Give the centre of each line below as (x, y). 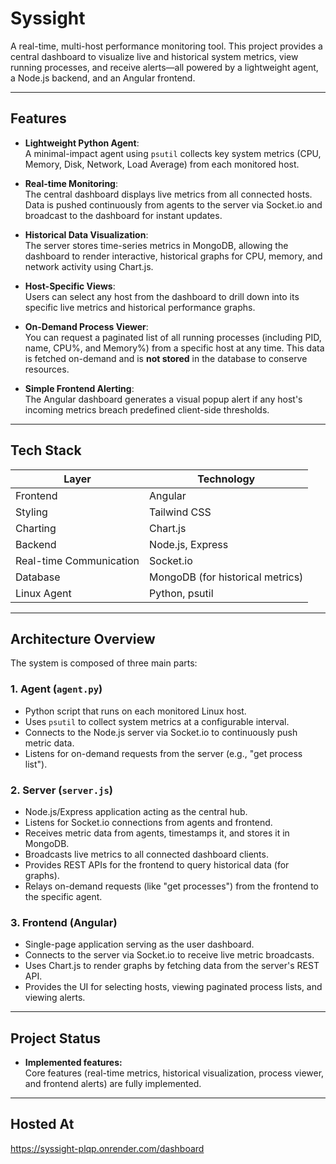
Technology (226, 479)
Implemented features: (73, 1063)
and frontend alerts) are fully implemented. (113, 1084)
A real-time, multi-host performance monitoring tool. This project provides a (166, 46)
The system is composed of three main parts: (104, 663)
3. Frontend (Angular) (64, 922)
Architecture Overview (83, 638)
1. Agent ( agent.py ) (56, 689)
